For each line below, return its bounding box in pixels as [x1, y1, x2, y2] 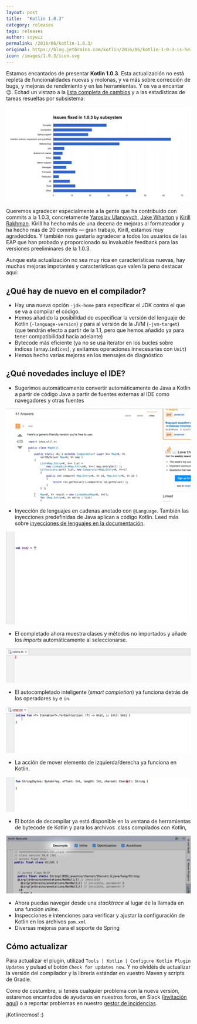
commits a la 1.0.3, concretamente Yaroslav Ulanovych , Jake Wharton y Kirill [6, 214, 191, 221]
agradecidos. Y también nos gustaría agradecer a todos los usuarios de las [6, 232, 188, 240]
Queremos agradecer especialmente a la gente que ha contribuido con [6, 208, 177, 215]
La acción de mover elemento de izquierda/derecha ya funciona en [14, 759, 177, 766]
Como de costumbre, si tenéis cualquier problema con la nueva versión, [6, 988, 180, 995]
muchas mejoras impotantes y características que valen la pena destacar [6, 262, 183, 270]
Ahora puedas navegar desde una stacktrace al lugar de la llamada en [14, 899, 184, 906]
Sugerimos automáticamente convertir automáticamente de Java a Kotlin [14, 384, 191, 391]
